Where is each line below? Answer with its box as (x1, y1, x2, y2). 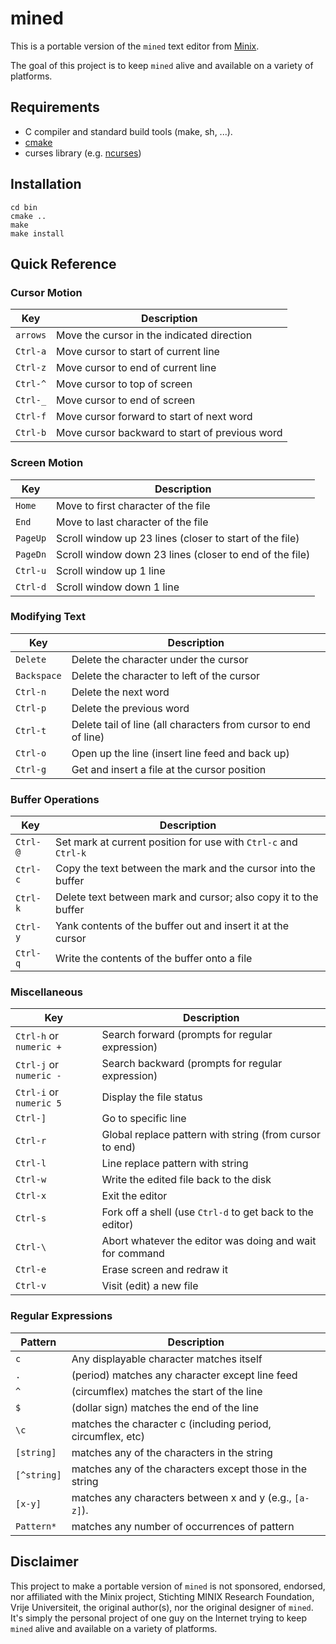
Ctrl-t (15, 725, 47, 736)
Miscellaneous (10, 985, 83, 999)
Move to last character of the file (56, 515, 209, 529)
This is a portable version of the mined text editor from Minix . (10, 40, 260, 52)
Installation (10, 176, 82, 193)
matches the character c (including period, (71, 1417, 272, 1431)
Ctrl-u (15, 565, 47, 576)
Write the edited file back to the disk (101, 1173, 272, 1187)
